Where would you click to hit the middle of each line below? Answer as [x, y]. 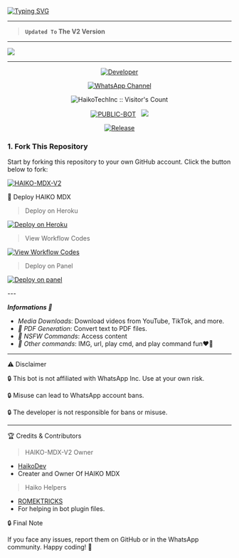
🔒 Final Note [25, 523]
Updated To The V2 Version [65, 31]
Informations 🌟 [30, 307]
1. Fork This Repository [48, 146]
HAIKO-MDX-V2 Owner [59, 453]
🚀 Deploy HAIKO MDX [39, 197]
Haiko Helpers [46, 488]
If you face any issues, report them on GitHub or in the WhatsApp [103, 539]
